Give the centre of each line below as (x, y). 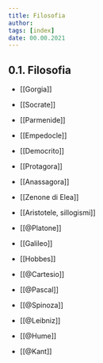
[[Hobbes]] (38, 259)
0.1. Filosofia (40, 70)
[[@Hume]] (38, 336)
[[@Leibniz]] (40, 321)
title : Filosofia (37, 16)
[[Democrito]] (42, 151)
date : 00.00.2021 (37, 38)
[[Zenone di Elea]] (49, 197)
